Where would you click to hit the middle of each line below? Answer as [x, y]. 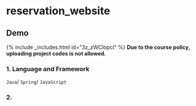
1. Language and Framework [48, 68]
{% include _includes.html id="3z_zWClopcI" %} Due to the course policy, [98, 47]
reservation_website [58, 11]
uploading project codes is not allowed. [56, 54]
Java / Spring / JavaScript [36, 82]
